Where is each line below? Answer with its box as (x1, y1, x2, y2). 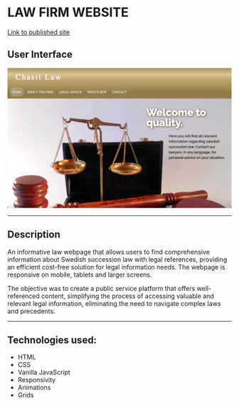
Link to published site (7, 28, 70, 36)
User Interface (7, 48, 73, 61)
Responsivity (17, 376, 56, 384)
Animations (17, 383, 51, 392)
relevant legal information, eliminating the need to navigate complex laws (7, 299, 221, 307)
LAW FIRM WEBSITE (7, 4, 129, 21)
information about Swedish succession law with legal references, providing (7, 255, 228, 264)
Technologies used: (7, 334, 97, 346)
